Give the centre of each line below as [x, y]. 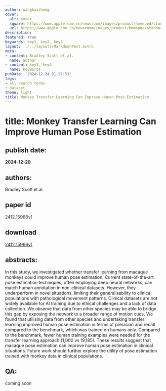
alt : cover [21, 19]
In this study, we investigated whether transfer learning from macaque [77, 272]
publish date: [26, 150]
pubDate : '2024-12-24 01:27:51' [38, 74]
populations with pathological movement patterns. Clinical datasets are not [81, 298]
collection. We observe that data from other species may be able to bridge [81, 308]
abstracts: [21, 260]
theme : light [19, 92]
